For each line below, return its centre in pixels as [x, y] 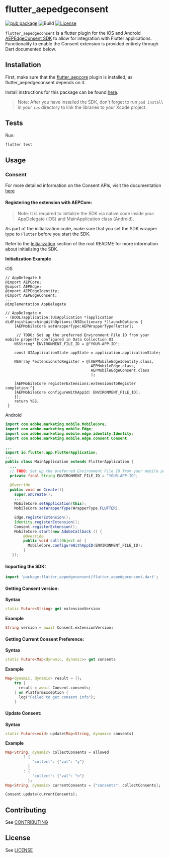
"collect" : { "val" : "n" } [58, 776]
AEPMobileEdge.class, [113, 366]
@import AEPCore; [23, 282]
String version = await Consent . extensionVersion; [59, 628]
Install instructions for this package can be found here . [62, 92]
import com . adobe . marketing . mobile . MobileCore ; [56, 424]
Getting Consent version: [32, 588]
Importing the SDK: [26, 566]
